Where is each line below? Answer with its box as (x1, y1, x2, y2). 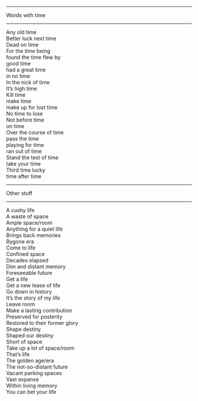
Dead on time (6, 41, 39, 48)
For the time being (6, 48, 51, 54)
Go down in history (6, 288, 52, 295)
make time (6, 98, 31, 104)
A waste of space (6, 213, 49, 220)
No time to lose (6, 110, 43, 117)
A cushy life (6, 207, 35, 213)
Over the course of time (6, 129, 64, 136)
